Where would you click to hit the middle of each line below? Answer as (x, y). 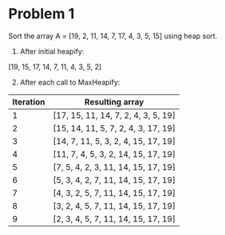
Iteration (29, 102)
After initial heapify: (52, 51)
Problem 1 (41, 14)
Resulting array (114, 102)
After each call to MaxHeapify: (70, 82)
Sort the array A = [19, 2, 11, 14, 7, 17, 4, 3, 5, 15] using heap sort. (113, 36)
